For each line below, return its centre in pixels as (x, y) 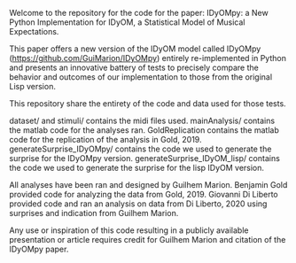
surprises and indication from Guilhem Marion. (94, 213)
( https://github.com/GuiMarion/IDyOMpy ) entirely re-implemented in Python (148, 58)
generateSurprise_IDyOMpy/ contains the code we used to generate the (140, 149)
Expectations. (34, 31)
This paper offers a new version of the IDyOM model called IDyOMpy (135, 49)
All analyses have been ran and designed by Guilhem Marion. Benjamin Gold (148, 185)
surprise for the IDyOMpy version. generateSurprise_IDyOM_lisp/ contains (145, 158)
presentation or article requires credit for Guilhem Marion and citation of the (148, 240)
